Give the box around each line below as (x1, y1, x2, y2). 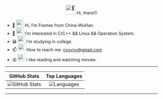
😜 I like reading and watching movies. (12, 57, 97, 62)
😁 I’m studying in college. (12, 39, 73, 44)
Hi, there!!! (76, 10, 98, 15)
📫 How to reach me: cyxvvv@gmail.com (12, 47, 102, 53)
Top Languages (46, 73, 82, 79)
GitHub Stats (9, 73, 40, 79)
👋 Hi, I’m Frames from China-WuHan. (12, 22, 95, 28)
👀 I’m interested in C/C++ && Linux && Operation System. (12, 30, 135, 36)
